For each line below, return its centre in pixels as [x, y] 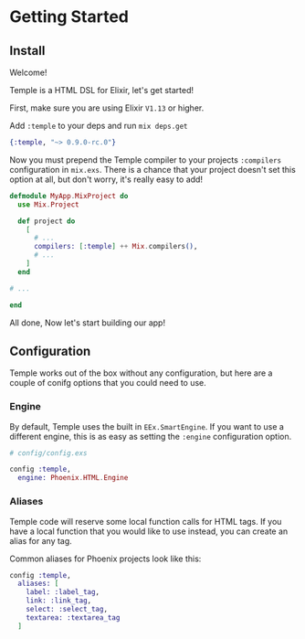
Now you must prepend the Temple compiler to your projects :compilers [145, 160]
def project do [47, 221]
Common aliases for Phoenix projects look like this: [105, 559]
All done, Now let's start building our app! [88, 323]
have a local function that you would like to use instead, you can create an [149, 531]
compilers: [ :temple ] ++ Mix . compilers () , [116, 247]
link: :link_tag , [59, 601]
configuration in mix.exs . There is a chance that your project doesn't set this [153, 169]
